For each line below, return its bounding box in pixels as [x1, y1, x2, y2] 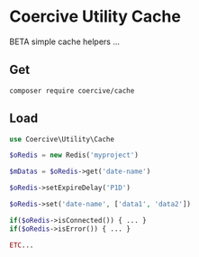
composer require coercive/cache [9, 86, 135, 96]
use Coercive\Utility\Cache [9, 134, 115, 143]
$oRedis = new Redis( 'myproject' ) [9, 151, 140, 160]
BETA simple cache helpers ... [9, 36, 120, 47]
